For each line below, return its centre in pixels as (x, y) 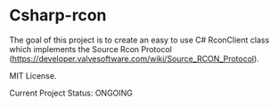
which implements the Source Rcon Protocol (90, 49)
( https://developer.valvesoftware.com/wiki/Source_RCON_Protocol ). (135, 58)
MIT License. (33, 75)
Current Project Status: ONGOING (71, 93)
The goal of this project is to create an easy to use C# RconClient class (139, 40)
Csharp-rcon (58, 15)
